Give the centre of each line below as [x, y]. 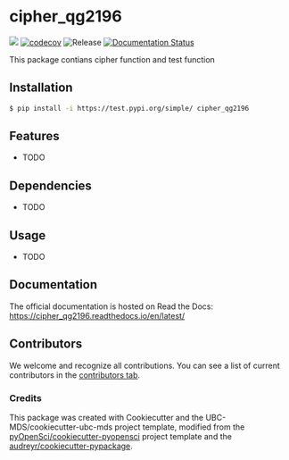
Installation [41, 88]
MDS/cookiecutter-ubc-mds [61, 427]
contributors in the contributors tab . [75, 375]
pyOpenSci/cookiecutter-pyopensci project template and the [120, 436]
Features [34, 136]
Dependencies [50, 185]
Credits [25, 397]
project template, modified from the [180, 427]
